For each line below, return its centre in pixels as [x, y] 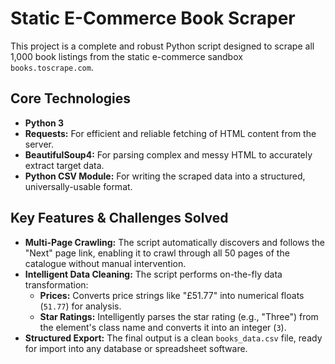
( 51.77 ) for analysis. [80, 306]
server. [39, 144]
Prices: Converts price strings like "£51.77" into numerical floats [172, 295]
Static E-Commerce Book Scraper [153, 18]
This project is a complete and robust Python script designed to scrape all [162, 46]
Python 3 [44, 123]
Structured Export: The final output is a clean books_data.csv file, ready [173, 338]
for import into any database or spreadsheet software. [136, 348]
